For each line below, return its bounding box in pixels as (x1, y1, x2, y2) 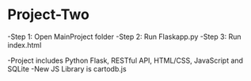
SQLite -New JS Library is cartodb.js (7, 64, 127, 73)
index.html (7, 40, 42, 49)
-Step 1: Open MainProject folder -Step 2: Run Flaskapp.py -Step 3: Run (7, 32, 241, 41)
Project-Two (7, 6, 90, 24)
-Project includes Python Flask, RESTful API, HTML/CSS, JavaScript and (7, 56, 243, 65)
